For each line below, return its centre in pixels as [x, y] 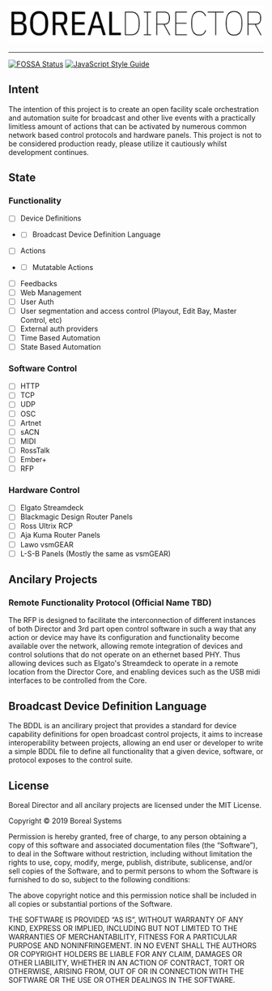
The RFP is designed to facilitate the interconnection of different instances [132, 620]
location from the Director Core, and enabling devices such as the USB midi [134, 672]
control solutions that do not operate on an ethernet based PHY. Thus [124, 654]
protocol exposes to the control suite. [71, 760]
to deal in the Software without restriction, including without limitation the [130, 853]
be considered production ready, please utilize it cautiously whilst [118, 144]
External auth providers [59, 328]
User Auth [37, 302]
